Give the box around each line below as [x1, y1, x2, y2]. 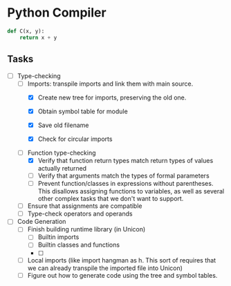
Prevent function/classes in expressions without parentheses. [37, 180, 214, 188]
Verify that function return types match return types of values [37, 156, 214, 164]
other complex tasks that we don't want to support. [37, 195, 184, 203]
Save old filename [37, 121, 89, 129]
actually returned [37, 164, 87, 172]
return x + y [19, 34, 57, 41]
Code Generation [17, 218, 66, 226]
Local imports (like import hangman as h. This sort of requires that [27, 256, 216, 264]
